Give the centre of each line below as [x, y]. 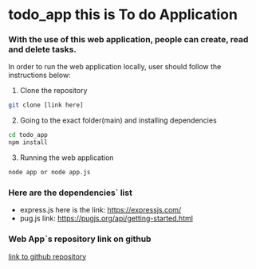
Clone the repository [53, 91]
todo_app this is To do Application [123, 15]
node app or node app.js [49, 173]
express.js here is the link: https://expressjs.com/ [100, 210]
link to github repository [47, 256]
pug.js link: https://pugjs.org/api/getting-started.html [106, 218]
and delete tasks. [43, 49]
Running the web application [67, 158]
